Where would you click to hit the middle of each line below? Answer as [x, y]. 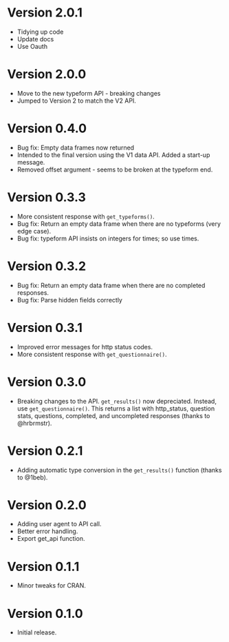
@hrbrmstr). [34, 423]
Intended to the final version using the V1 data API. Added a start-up [113, 155]
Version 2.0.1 [45, 13]
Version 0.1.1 [43, 567]
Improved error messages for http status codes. [85, 346]
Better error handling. [47, 531]
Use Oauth [32, 46]
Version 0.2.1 [45, 451]
